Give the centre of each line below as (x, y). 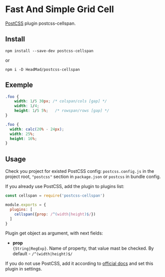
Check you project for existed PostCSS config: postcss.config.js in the (80, 171)
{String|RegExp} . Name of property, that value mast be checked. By (83, 248)
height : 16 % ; (23, 138)
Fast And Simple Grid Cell (60, 9)
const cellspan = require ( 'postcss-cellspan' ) (55, 196)
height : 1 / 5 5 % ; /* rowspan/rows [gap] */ (62, 111)
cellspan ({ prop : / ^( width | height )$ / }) (55, 214)
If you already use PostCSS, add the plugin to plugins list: (65, 187)
